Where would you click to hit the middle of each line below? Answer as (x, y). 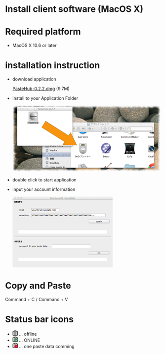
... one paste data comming (47, 346)
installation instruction (53, 66)
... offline (28, 334)
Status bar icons (40, 319)
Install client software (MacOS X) (74, 9)
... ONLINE (30, 340)
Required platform (43, 32)
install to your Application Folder (45, 98)
